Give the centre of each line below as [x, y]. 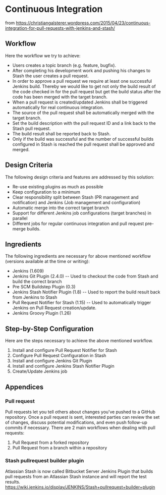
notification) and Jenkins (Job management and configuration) [76, 202]
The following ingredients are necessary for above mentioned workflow [78, 256]
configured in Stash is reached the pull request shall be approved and [83, 144]
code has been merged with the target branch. [60, 97]
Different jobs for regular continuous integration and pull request [78, 223]
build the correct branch [37, 281]
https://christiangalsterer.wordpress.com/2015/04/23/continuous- [83, 23]
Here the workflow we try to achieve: [43, 55]
